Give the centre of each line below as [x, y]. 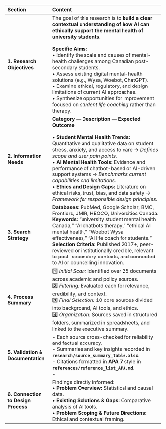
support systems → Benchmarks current [99, 174]
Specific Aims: [70, 49]
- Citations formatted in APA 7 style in [97, 362]
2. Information [25, 156]
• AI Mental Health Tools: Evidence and [99, 162]
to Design [19, 401]
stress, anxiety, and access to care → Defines [105, 150]
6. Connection [25, 394]
